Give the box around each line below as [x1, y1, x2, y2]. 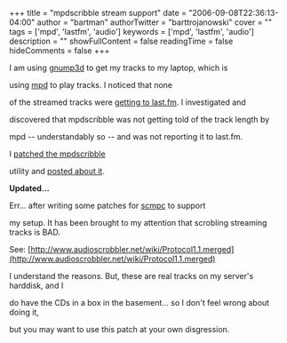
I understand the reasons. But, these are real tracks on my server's [9, 271, 254, 281]
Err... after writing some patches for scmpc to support [9, 200, 206, 211]
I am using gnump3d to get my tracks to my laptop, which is [9, 62, 228, 73]
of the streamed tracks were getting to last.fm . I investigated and [9, 97, 246, 108]
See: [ [9, 244, 31, 254]
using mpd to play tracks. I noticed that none [9, 80, 173, 90]
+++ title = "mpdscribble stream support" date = [9, 8, 187, 18]
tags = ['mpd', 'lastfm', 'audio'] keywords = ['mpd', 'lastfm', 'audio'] [9, 27, 255, 36]
